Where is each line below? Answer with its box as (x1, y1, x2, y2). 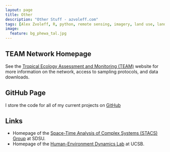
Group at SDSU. (12, 135, 46, 142)
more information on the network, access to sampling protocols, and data (5, 68, 158, 74)
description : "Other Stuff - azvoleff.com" (5, 17, 99, 22)
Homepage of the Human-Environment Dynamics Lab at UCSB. (12, 141, 145, 147)
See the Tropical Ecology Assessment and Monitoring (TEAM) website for (5, 63, 159, 69)
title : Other (5, 12, 33, 17)
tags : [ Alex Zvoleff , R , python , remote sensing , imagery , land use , (5, 21, 155, 27)
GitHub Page (5, 89, 46, 97)
